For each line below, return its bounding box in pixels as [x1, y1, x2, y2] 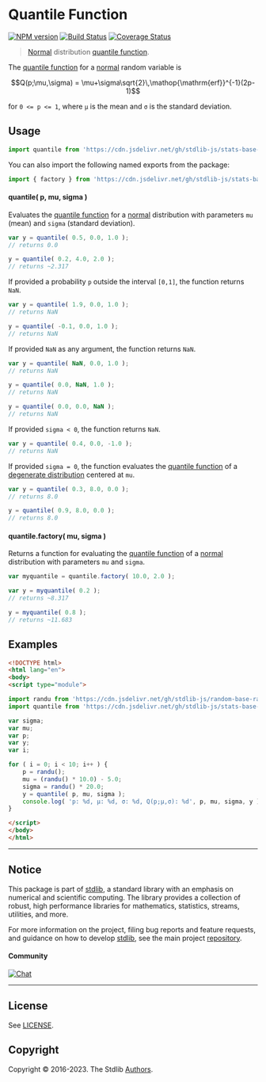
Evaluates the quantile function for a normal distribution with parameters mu [8, 210, 253, 219]
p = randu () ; [22, 768, 66, 776]
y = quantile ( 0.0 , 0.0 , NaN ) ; [8, 402, 115, 411]
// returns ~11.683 [8, 615, 73, 623]
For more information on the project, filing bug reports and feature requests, [8, 924, 256, 934]
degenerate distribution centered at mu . [8, 470, 135, 479]
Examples [8, 638, 58, 651]
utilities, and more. [8, 909, 69, 919]
